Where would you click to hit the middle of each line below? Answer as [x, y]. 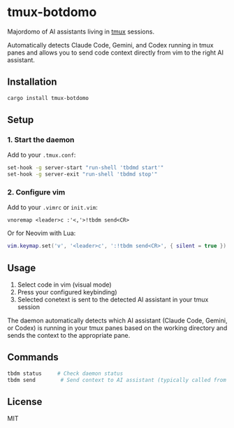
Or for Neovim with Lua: [42, 233]
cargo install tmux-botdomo [48, 98]
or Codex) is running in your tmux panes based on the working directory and [117, 328]
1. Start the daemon [41, 139]
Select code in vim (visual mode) [64, 285]
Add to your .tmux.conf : [42, 155]
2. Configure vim [36, 192]
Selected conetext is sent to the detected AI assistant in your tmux [113, 300]
